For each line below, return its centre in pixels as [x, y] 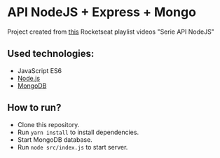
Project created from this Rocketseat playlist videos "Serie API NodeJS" [111, 32]
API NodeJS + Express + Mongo [102, 12]
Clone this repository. [48, 124]
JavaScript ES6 [40, 70]
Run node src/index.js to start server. [73, 147]
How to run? [34, 108]
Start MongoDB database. [55, 139]
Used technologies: [51, 54]
